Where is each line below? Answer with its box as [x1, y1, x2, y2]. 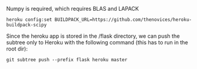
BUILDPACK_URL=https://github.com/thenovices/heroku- [54, 17, 192, 23]
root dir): [6, 45, 28, 52]
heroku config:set [6, 17, 52, 23]
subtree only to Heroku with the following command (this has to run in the [6, 39, 188, 46]
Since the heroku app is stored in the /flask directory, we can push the [6, 32, 180, 40]
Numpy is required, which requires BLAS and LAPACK [6, 5, 139, 12]
